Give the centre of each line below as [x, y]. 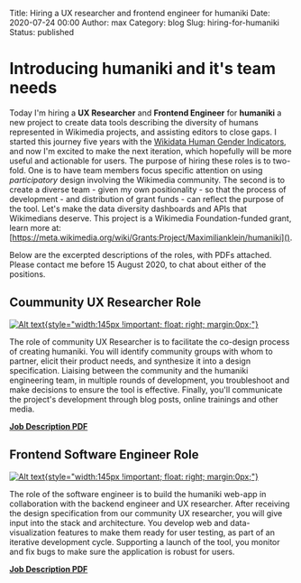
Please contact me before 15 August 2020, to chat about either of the [138, 264]
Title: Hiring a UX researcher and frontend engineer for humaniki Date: [140, 13]
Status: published [42, 32]
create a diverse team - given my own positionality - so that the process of [148, 190]
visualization [32, 532]
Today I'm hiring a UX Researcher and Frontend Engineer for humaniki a [146, 113]
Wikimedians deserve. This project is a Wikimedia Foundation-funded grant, [150, 218]
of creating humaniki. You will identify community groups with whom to [141, 351]
